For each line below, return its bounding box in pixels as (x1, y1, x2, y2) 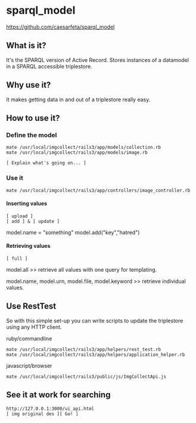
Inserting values (6, 200, 48, 207)
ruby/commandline (6, 335, 52, 342)
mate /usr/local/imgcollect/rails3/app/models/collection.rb (6, 144, 161, 151)
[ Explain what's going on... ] (6, 160, 86, 166)
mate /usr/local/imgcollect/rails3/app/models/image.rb (6, 150, 148, 155)
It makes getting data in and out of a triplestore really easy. (6, 96, 151, 103)
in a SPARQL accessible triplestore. (6, 63, 92, 70)
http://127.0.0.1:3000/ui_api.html (6, 406, 95, 412)
